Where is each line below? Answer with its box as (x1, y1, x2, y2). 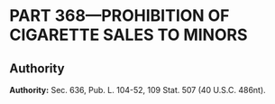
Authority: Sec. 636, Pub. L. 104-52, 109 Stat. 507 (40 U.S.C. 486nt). (9, 85, 266, 95)
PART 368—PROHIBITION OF (9, 5, 230, 26)
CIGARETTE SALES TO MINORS (9, 24, 248, 45)
